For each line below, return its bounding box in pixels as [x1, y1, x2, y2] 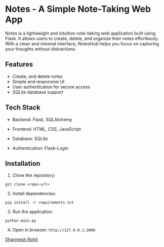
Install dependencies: [12, 191, 56, 197]
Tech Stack [5, 104, 41, 112]
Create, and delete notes [12, 73, 63, 79]
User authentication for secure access [12, 84, 90, 90]
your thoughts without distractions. [5, 46, 77, 52]
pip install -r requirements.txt [5, 200, 74, 205]
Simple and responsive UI [12, 78, 65, 84]
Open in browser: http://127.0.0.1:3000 [12, 227, 95, 233]
